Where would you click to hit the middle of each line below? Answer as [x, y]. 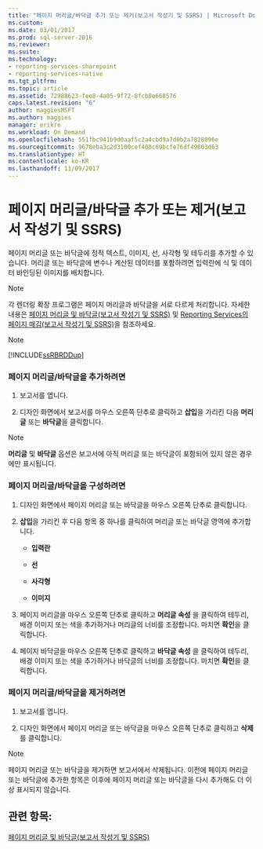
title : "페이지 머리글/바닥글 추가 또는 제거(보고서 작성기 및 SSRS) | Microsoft [127, 15]
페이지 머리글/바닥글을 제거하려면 [67, 693]
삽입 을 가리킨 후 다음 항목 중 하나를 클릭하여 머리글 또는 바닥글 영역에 [125, 521]
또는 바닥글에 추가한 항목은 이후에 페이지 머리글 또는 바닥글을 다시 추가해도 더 [126, 779]
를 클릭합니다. [41, 737]
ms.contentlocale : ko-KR [49, 162]
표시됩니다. [40, 463]
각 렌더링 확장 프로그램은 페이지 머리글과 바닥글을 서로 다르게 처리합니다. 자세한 [129, 304]
